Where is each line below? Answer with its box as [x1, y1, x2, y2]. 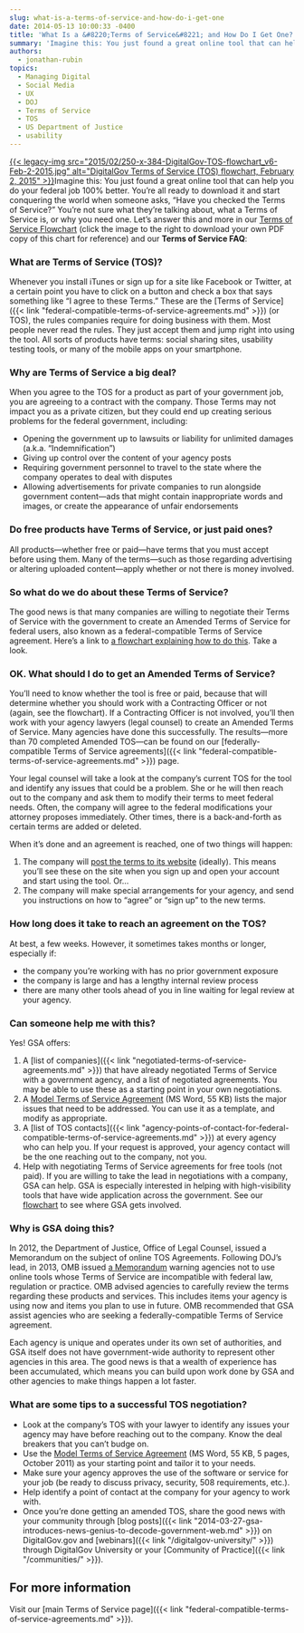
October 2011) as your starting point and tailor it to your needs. [22, 1457, 256, 1468]
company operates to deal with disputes [22, 472, 173, 483]
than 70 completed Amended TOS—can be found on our [9, 736, 220, 748]
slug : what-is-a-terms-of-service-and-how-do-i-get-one [9, 13, 224, 23]
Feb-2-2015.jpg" [9, 165, 71, 177]
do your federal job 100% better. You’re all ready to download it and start [9, 185, 280, 196]
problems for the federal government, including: [9, 416, 188, 427]
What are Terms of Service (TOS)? [9, 256, 163, 268]
